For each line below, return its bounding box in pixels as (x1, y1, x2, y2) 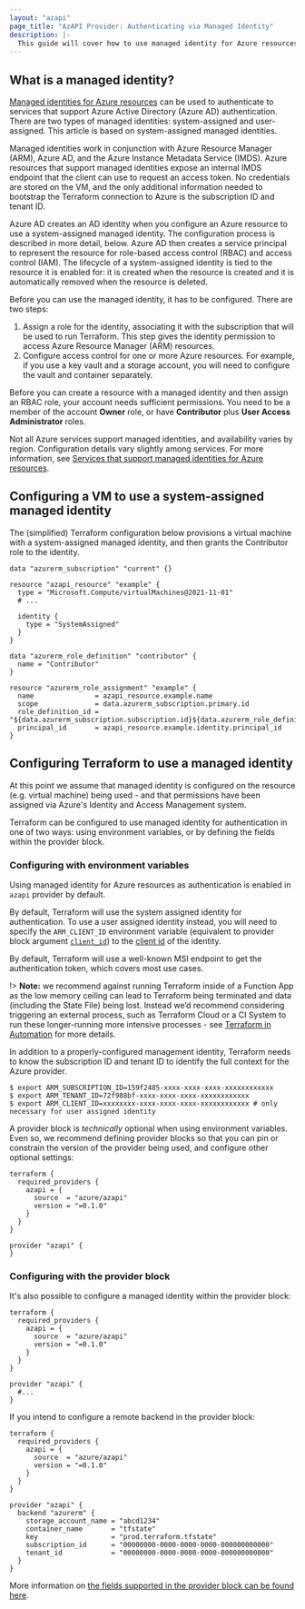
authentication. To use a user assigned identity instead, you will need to (9, 916, 278, 927)
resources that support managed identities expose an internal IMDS (9, 163, 262, 174)
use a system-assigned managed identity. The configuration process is (9, 228, 275, 239)
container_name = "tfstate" (25, 1525, 156, 1534)
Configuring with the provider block (9, 1269, 171, 1282)
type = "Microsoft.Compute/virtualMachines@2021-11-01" (17, 588, 233, 597)
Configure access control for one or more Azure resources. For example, (22, 351, 295, 362)
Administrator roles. (9, 416, 86, 427)
